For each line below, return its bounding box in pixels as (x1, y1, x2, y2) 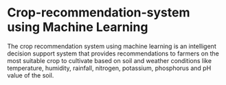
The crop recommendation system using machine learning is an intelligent (7, 42, 216, 50)
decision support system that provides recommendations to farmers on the (7, 49, 220, 58)
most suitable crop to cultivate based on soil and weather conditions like (7, 56, 212, 64)
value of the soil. (7, 71, 54, 80)
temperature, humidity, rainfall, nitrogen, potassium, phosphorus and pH (7, 64, 212, 72)
